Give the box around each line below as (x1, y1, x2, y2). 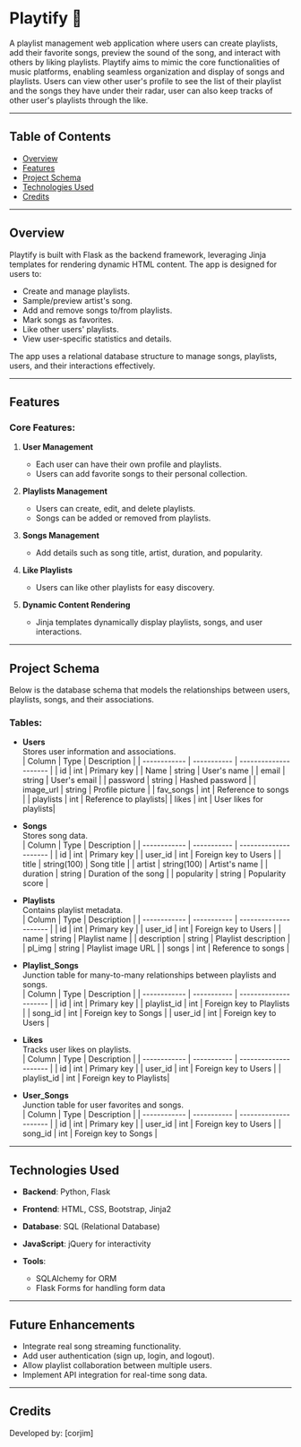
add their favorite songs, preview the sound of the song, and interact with (9, 47, 280, 57)
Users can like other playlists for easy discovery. (35, 582, 215, 593)
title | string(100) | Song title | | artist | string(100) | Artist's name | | (21, 859, 269, 870)
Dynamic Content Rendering (21, 599, 131, 610)
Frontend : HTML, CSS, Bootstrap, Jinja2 (21, 1204, 172, 1215)
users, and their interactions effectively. (9, 360, 156, 371)
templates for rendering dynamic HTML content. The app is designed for (9, 259, 278, 270)
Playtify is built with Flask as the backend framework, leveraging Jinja (9, 249, 267, 260)
